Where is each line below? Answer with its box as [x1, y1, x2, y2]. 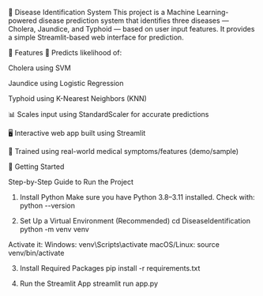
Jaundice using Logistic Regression [8, 79, 124, 88]
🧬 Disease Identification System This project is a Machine [8, 8, 195, 17]
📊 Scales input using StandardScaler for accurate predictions [8, 110, 209, 118]
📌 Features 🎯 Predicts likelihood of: [8, 48, 122, 57]
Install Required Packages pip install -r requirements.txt [19, 264, 201, 272]
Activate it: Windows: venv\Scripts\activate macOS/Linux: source [8, 240, 220, 249]
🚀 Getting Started [8, 162, 65, 171]
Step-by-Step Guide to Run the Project [8, 178, 134, 186]
